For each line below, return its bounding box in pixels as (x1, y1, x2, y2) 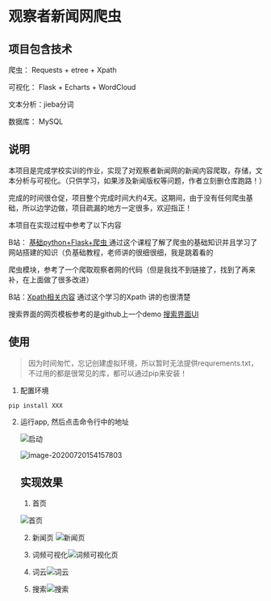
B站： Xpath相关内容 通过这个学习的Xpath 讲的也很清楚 (8, 292, 191, 302)
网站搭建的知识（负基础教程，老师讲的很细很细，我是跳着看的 (8, 248, 214, 257)
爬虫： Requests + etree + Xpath (8, 66, 117, 74)
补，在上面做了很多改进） (8, 274, 94, 284)
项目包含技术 (8, 42, 73, 56)
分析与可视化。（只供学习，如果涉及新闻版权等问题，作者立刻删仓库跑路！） (15, 176, 266, 185)
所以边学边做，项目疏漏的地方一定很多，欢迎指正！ (22, 203, 192, 213)
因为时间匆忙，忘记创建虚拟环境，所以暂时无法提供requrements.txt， (27, 358, 258, 368)
